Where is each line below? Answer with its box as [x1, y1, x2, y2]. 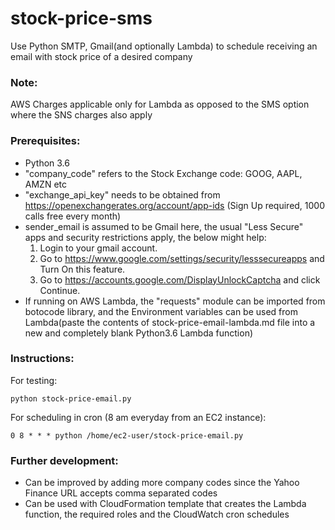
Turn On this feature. [39, 263, 126, 275]
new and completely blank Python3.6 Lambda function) [24, 327, 254, 339]
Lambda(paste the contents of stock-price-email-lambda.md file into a [24, 316, 316, 328]
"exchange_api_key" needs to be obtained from [24, 188, 221, 201]
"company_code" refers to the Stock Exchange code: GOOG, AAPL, [24, 167, 303, 179]
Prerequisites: [10, 134, 81, 148]
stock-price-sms [10, 7, 153, 30]
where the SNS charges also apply [10, 109, 153, 121]
